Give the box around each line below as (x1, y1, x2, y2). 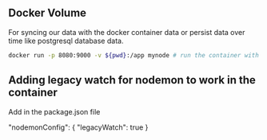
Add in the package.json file (8, 107, 101, 116)
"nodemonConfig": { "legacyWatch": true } (8, 122, 149, 132)
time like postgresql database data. (8, 36, 124, 45)
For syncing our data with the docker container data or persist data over (8, 27, 245, 37)
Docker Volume (8, 6, 86, 20)
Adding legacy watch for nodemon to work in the (8, 73, 256, 87)
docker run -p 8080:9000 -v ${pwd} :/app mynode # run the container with (8, 51, 260, 59)
